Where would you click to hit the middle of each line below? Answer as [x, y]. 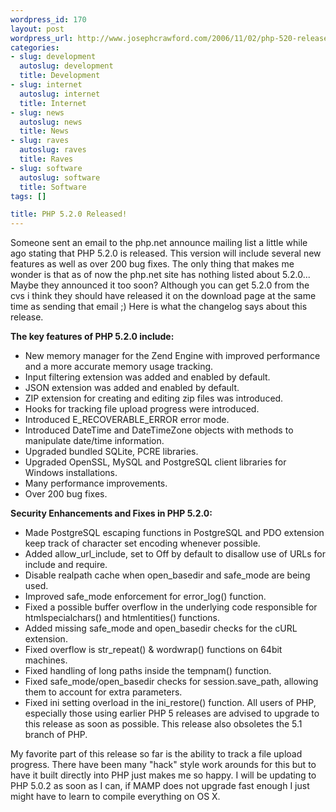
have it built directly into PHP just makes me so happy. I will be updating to [163, 775]
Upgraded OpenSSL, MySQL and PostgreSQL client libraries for [155, 462]
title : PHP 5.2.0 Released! [69, 214]
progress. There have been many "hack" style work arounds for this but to [163, 765]
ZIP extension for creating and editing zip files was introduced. [154, 398]
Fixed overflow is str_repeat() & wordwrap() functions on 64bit [153, 650]
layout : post [37, 29]
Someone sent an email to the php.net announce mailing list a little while [159, 243]
